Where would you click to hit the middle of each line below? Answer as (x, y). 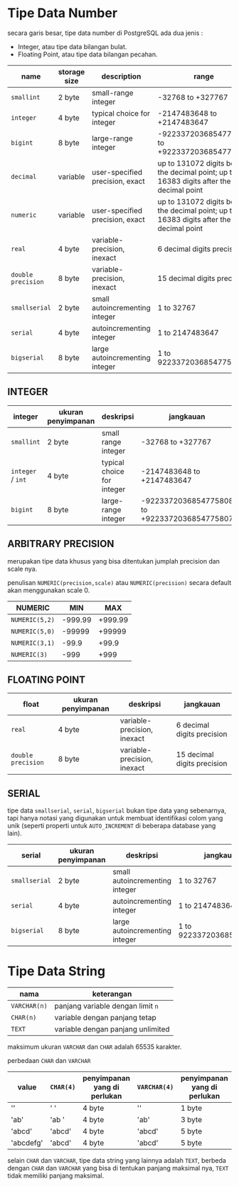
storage (71, 71)
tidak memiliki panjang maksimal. (56, 1176)
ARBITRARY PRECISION (61, 544)
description (121, 76)
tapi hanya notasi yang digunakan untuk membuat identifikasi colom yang (115, 818)
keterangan (112, 994)
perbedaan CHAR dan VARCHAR (49, 1061)
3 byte (191, 1120)
